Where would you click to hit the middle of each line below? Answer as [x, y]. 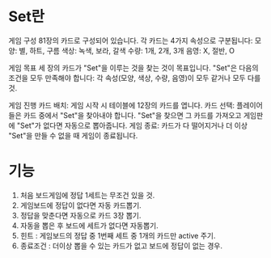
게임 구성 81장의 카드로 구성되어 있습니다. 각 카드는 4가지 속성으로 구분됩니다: [131, 40]
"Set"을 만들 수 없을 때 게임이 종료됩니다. [73, 135]
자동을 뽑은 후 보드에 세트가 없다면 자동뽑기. [89, 225]
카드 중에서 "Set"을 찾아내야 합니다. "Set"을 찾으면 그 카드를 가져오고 [132, 115]
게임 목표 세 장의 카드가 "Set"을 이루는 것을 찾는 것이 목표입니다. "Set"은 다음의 [133, 68]
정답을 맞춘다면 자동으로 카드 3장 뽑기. [80, 215]
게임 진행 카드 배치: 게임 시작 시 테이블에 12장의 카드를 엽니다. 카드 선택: [122, 105]
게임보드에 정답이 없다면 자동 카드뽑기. [80, 205]
